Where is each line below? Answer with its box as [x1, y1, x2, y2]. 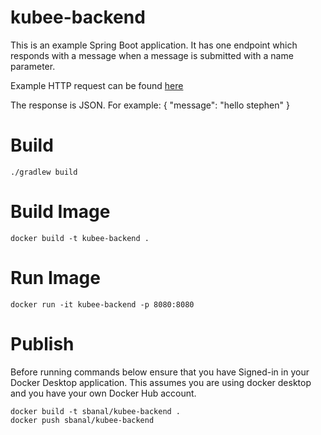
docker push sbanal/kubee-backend [10, 415, 155, 425]
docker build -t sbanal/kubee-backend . [10, 406, 182, 416]
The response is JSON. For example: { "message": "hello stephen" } [10, 99, 290, 111]
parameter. [10, 60, 56, 72]
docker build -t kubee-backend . [10, 233, 150, 243]
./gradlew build [10, 167, 78, 177]
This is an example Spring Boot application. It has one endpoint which [10, 39, 298, 51]
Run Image [10, 267, 101, 289]
